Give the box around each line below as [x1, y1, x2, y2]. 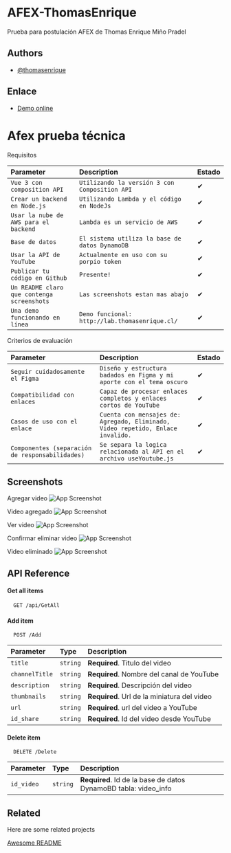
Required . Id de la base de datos [80, 775, 186, 785]
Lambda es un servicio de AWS [78, 218, 178, 226]
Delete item [7, 733, 41, 742]
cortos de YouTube [99, 401, 160, 409]
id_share [10, 715, 39, 723]
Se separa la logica [99, 441, 167, 448]
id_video [10, 780, 39, 788]
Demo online [16, 104, 54, 112]
